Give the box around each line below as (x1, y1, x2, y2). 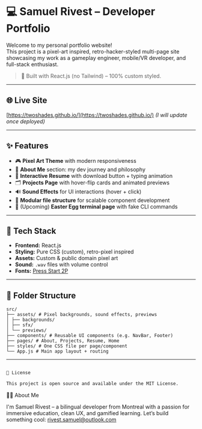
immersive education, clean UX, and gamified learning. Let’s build (6, 409, 169, 416)
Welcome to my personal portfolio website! (6, 41, 112, 49)
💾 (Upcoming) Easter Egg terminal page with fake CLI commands (14, 202, 178, 210)
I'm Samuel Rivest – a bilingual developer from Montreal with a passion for (6, 403, 190, 410)
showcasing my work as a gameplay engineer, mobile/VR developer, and (6, 54, 186, 61)
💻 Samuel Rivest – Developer (6, 5, 155, 19)
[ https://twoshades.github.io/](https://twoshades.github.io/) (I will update (6, 111, 188, 118)
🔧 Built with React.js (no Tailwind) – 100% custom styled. (20, 72, 161, 79)
